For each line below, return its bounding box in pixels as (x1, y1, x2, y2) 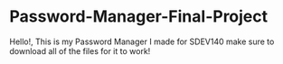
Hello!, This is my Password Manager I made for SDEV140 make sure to (9, 36, 275, 47)
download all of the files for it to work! (9, 45, 151, 56)
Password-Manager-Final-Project (9, 6, 269, 27)
